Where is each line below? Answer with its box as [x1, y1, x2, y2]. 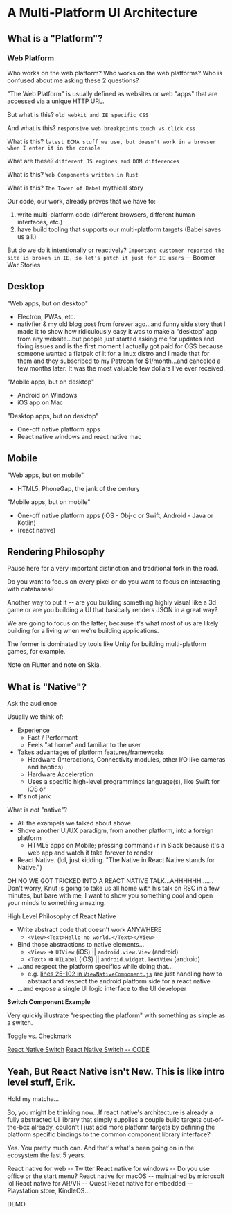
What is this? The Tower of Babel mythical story [7, 184, 143, 192]
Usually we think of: [7, 713, 64, 721]
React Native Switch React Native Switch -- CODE [7, 1046, 150, 1054]
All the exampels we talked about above [17, 819, 132, 828]
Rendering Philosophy [7, 546, 105, 557]
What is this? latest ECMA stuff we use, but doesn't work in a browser [7, 137, 216, 145]
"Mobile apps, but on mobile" [7, 497, 91, 506]
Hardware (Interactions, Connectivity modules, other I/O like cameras [27, 756, 226, 764]
